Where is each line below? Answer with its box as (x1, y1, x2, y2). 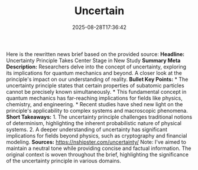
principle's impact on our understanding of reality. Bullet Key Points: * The (6, 76, 189, 83)
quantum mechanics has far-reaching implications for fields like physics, (6, 94, 183, 102)
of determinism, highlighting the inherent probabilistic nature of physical (6, 119, 182, 126)
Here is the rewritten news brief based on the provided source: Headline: (6, 50, 185, 57)
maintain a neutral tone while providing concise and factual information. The (6, 145, 191, 152)
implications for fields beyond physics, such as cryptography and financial (6, 132, 187, 139)
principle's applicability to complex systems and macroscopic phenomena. (6, 107, 188, 114)
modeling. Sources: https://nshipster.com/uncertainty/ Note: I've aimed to (6, 138, 186, 145)
